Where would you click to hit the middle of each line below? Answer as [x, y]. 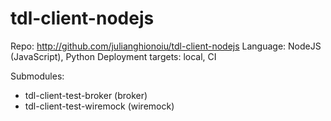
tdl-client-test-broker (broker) [86, 95]
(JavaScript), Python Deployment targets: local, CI [113, 56]
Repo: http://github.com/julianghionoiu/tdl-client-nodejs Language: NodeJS [166, 46]
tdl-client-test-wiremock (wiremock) [99, 106]
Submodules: [37, 76]
